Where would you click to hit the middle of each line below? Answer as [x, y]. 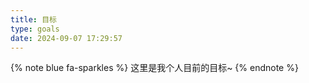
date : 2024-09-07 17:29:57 [66, 38]
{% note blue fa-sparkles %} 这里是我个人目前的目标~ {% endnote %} [154, 68]
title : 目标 [33, 19]
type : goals [35, 29]
